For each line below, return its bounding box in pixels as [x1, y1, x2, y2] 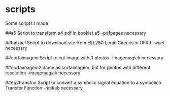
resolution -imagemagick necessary [5, 69, 81, 76]
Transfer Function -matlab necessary [5, 84, 83, 91]
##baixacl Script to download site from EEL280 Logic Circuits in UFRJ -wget [5, 39, 165, 46]
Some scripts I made [5, 20, 48, 26]
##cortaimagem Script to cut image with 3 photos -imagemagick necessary [5, 54, 163, 61]
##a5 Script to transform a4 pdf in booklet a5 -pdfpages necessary [5, 30, 146, 36]
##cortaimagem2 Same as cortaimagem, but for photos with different [5, 64, 151, 70]
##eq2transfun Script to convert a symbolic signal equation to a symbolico [5, 79, 161, 85]
